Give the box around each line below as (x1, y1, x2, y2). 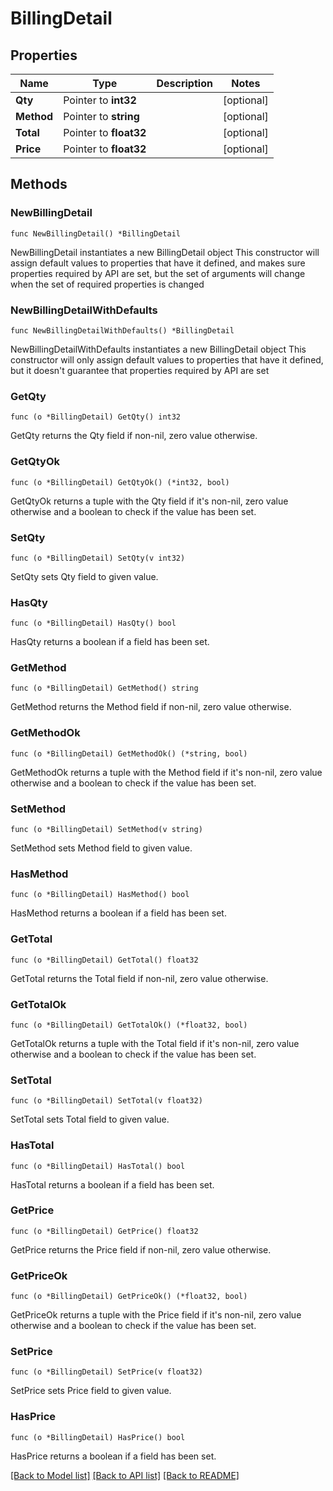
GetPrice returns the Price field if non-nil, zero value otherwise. (10, 1243, 272, 1256)
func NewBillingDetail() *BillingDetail (10, 228, 182, 239)
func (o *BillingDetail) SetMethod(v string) (10, 825, 203, 835)
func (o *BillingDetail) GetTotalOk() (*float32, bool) (10, 1020, 248, 1030)
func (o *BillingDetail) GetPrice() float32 (10, 1226, 199, 1236)
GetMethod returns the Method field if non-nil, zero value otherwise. (10, 701, 292, 713)
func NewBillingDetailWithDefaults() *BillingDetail (10, 325, 235, 336)
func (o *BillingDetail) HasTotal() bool (10, 1161, 186, 1171)
